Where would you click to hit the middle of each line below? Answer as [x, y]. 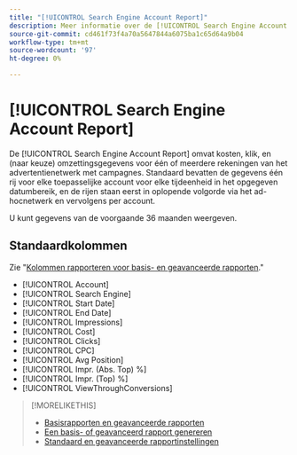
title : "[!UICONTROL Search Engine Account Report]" [109, 17]
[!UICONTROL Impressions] [72, 322]
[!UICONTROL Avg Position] [73, 359]
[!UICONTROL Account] [65, 284]
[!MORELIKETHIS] [63, 405]
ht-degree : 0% [35, 59]
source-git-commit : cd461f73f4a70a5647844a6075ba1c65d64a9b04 [126, 34]
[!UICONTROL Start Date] [68, 303]
